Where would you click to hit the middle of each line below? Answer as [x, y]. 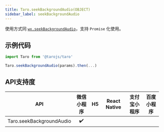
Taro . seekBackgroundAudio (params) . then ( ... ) [51, 66]
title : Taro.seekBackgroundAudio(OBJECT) [48, 9]
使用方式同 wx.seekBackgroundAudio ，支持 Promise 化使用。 [64, 28]
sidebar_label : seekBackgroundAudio [42, 14]
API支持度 [20, 82]
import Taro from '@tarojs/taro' [39, 57]
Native [113, 107]
